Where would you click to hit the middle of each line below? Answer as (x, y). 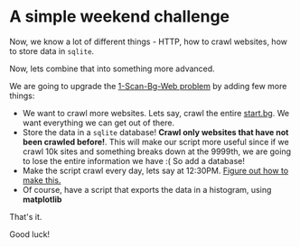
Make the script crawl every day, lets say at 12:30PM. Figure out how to (155, 170)
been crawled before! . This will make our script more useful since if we (155, 142)
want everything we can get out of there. (98, 123)
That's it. (26, 216)
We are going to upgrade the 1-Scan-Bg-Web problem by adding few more (148, 86)
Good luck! (30, 234)
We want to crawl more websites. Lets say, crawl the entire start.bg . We (156, 113)
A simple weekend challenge (120, 17)
